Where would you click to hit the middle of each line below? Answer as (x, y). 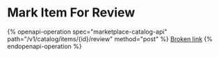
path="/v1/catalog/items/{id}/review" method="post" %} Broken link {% (110, 38)
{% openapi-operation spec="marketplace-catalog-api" (87, 32)
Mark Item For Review (71, 13)
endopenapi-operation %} (44, 46)
